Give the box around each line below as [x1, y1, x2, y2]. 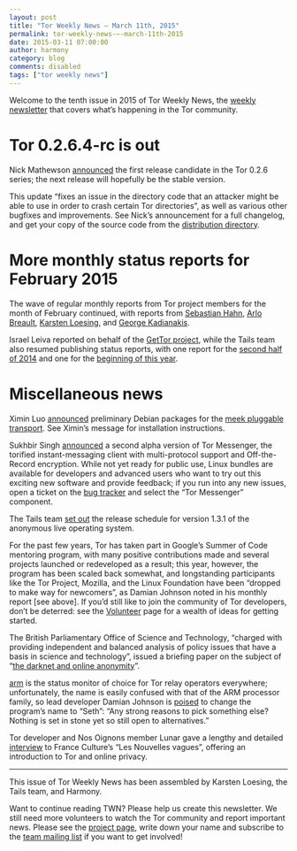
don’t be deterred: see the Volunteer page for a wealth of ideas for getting [9, 605, 279, 616]
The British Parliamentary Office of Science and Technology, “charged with [9, 632, 283, 642]
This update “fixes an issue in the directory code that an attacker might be [9, 191, 279, 202]
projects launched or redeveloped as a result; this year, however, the [9, 558, 259, 569]
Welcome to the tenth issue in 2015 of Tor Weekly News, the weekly [9, 95, 256, 105]
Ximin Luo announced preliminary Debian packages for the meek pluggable [9, 413, 285, 424]
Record [9, 458, 35, 469]
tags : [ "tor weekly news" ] [9, 71, 109, 80]
